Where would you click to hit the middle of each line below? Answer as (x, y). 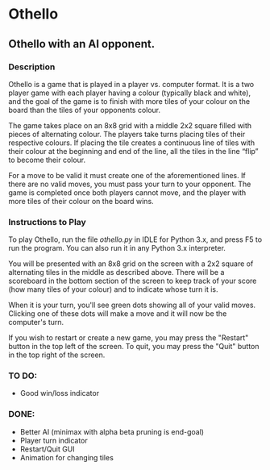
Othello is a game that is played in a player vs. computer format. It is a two (131, 84)
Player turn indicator (54, 440)
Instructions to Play (47, 222)
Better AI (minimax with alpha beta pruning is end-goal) (112, 431)
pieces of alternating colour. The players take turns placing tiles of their (127, 134)
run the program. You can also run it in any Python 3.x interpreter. (117, 248)
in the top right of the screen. (57, 355)
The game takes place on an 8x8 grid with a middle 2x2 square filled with (130, 125)
